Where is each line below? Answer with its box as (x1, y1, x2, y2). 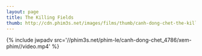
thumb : (6, 20, 23, 26)
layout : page (6, 8, 39, 15)
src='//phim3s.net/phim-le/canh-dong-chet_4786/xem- (54, 37, 192, 44)
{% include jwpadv (6, 37, 53, 44)
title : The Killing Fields (6, 14, 74, 20)
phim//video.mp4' (6, 43, 51, 50)
